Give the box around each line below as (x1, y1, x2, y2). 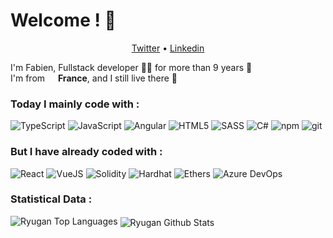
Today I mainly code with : (10, 97, 140, 111)
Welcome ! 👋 (10, 9, 117, 32)
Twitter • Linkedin (131, 42, 205, 54)
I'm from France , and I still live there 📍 (10, 72, 178, 84)
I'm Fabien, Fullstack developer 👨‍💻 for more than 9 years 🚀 (10, 61, 253, 73)
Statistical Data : (10, 192, 93, 206)
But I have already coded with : (10, 145, 163, 159)
